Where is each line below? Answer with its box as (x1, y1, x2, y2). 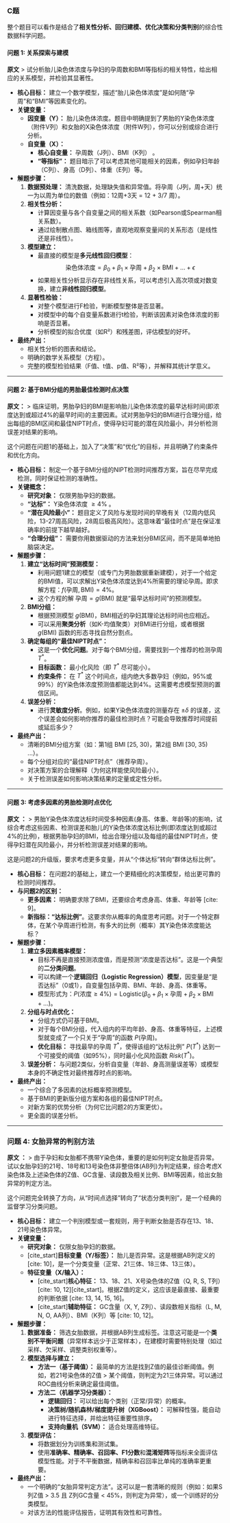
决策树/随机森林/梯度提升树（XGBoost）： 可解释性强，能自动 (47, 1406, 221, 1414)
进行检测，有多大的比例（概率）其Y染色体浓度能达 (69, 921, 212, 929)
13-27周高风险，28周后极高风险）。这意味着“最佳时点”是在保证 (39, 516, 215, 525)
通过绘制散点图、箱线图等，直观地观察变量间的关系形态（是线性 (37, 225, 218, 234)
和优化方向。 (7, 451, 43, 459)
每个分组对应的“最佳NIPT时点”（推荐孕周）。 (27, 758, 152, 766)
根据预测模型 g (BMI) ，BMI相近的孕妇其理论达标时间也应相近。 (37, 611, 214, 619)
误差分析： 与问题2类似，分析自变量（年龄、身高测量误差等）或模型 (27, 1059, 219, 1068)
